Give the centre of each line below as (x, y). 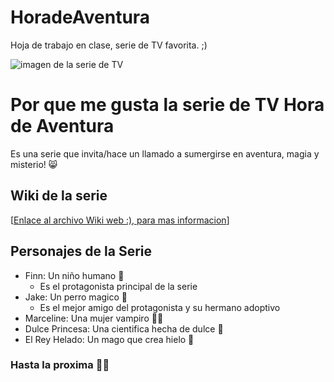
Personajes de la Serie (81, 251)
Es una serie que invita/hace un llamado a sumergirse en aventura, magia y (165, 153)
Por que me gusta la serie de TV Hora (167, 105)
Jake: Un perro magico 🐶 (76, 297)
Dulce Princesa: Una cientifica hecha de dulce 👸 (124, 328)
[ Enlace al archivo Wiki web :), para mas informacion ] (120, 220)
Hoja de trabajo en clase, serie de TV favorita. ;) (109, 45)
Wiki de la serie (59, 196)
